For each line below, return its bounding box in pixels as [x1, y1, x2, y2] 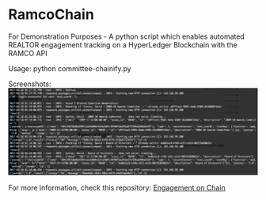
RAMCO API [8, 48, 47, 58]
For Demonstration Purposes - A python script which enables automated [8, 32, 245, 41]
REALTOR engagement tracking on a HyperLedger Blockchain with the [8, 40, 237, 49]
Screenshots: [8, 79, 51, 89]
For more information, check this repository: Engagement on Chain [8, 183, 226, 192]
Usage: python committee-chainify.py [8, 63, 132, 73]
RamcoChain [8, 6, 95, 24]
